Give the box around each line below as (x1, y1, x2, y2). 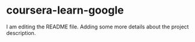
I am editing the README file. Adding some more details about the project (6, 23, 189, 30)
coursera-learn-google (6, 4, 125, 17)
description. (6, 29, 36, 36)
